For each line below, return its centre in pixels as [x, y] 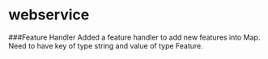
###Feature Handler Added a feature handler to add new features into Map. [134, 37]
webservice [49, 15]
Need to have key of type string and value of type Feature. [106, 45]
